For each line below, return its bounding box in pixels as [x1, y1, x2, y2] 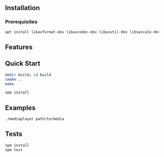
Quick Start [5, 59, 41, 68]
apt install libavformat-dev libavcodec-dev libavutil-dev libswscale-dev [5, 29, 161, 35]
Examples [5, 104, 36, 112]
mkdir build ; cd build [5, 72, 51, 77]
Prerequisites [5, 18, 38, 25]
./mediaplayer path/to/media [5, 117, 64, 122]
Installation [5, 4, 40, 12]
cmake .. [5, 77, 23, 82]
